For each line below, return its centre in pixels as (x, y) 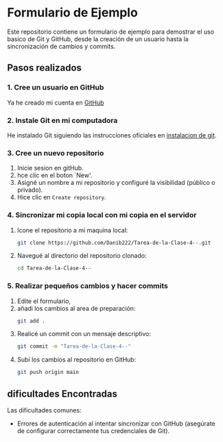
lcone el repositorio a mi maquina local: (72, 230)
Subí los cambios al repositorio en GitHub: (77, 360)
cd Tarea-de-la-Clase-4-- (54, 268)
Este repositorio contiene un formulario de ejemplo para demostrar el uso (111, 32)
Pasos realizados (45, 68)
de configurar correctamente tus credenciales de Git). (93, 431)
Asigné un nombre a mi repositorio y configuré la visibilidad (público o (116, 183)
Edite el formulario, (44, 301)
